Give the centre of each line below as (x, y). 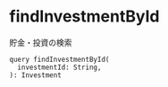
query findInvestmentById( (59, 59)
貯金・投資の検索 (41, 42)
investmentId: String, (59, 67)
